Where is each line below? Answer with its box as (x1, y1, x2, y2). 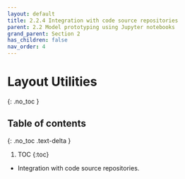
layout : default (7, 10, 55, 18)
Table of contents (7, 117, 86, 129)
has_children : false (7, 37, 68, 44)
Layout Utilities (7, 74, 97, 90)
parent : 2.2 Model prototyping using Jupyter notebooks (7, 23, 175, 30)
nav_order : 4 (7, 43, 46, 50)
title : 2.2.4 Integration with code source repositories (7, 17, 179, 24)
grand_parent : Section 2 (7, 30, 80, 37)
